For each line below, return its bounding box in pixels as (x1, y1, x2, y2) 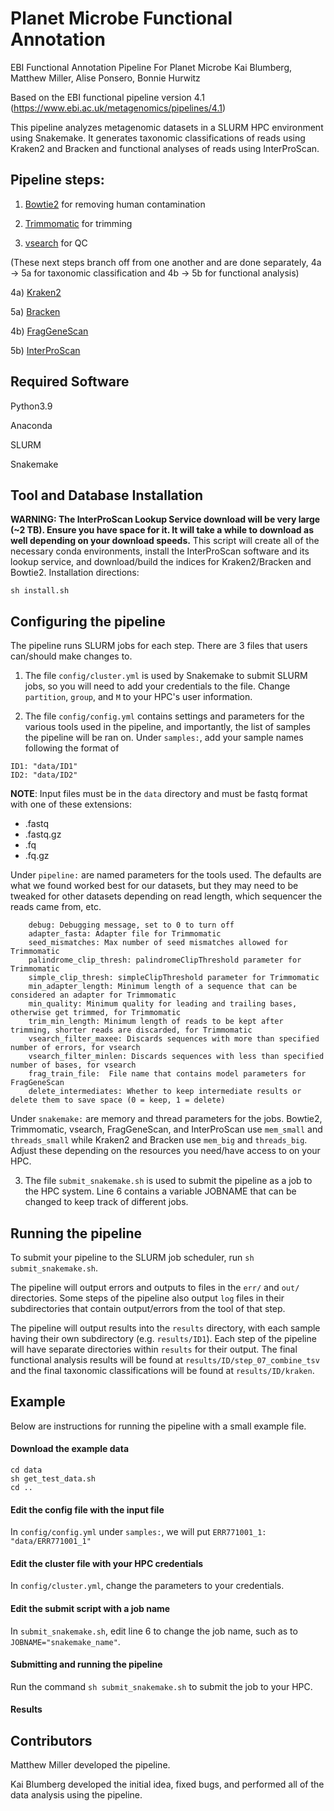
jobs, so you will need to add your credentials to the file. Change (24, 680, 291, 692)
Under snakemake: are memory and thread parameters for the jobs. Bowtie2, (10, 1113, 323, 1125)
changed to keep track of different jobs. (24, 1196, 189, 1208)
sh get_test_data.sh (10, 1474, 97, 1484)
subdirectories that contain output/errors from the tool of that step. (10, 1303, 286, 1314)
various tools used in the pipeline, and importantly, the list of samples (24, 721, 311, 733)
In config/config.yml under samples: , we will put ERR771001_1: (10, 1526, 267, 1538)
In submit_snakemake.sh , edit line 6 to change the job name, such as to (10, 1625, 298, 1637)
